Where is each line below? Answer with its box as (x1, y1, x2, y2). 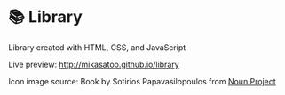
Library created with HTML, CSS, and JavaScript (8, 41, 186, 53)
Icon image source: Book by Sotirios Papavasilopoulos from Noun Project (8, 76, 276, 86)
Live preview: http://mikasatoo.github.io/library (8, 59, 179, 69)
